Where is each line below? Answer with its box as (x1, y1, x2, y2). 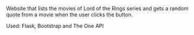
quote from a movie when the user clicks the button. (6, 11, 133, 18)
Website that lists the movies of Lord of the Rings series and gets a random (6, 5, 189, 12)
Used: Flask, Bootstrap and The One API (6, 23, 104, 29)
